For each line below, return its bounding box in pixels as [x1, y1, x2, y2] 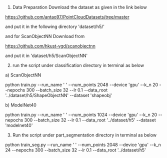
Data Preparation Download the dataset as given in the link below [12, 4, 147, 10]
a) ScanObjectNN [5, 72, 41, 78]
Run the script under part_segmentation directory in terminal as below [12, 132, 156, 138]
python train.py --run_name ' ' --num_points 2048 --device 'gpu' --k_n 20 [5, 82, 158, 87]
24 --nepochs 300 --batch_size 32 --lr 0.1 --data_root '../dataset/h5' [5, 147, 146, 153]
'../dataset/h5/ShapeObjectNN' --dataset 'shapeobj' [5, 92, 112, 98]
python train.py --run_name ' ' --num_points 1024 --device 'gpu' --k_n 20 [5, 112, 157, 117]
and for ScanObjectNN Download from [5, 33, 85, 39]
